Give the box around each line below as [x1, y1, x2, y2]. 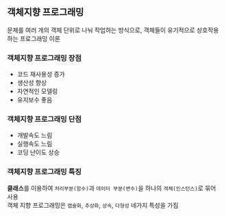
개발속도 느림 [16, 131, 53, 139]
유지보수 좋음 [16, 96, 53, 104]
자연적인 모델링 [16, 87, 58, 96]
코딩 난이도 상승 [16, 148, 60, 157]
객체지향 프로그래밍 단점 [7, 115, 82, 124]
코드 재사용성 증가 [16, 70, 65, 79]
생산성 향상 [16, 79, 47, 87]
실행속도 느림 [16, 139, 53, 148]
